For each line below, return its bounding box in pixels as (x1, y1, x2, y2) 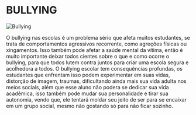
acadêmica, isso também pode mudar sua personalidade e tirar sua (6, 90, 169, 97)
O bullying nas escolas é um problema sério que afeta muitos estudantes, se (6, 34, 190, 41)
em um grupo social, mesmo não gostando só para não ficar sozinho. (6, 102, 174, 109)
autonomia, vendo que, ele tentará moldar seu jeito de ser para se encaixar (6, 96, 187, 103)
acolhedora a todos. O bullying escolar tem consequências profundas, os (6, 65, 183, 72)
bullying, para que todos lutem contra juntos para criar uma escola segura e (6, 59, 189, 66)
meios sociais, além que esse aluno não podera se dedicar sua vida (6, 83, 169, 90)
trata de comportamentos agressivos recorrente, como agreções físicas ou (6, 40, 187, 47)
